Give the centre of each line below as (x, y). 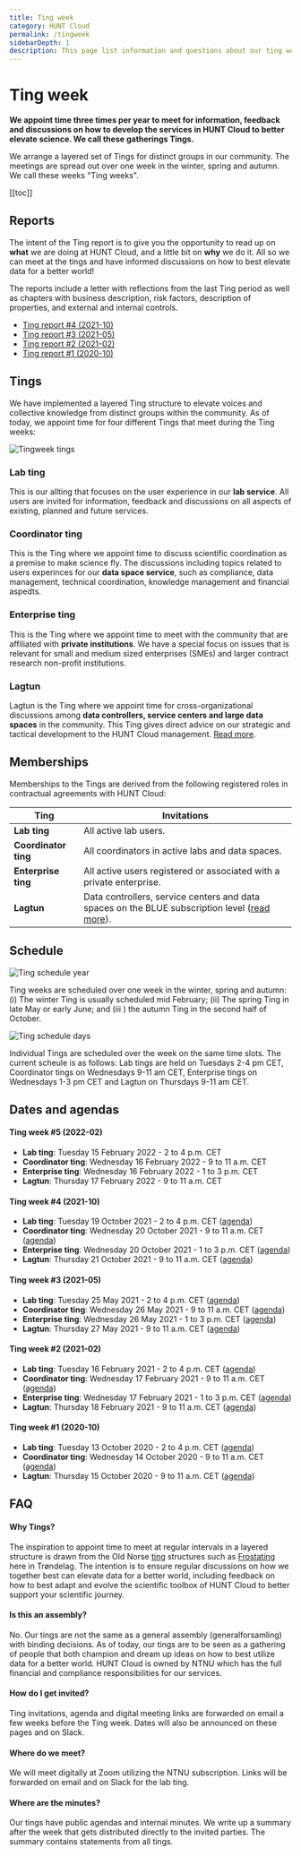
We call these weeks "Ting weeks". (74, 176)
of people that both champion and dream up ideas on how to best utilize (142, 1654)
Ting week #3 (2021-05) (55, 1280)
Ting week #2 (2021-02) (55, 1349)
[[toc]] (21, 193)
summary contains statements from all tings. (91, 1842)
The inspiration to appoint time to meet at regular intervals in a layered (139, 1547)
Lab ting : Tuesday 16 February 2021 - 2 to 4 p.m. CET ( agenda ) (139, 1369)
